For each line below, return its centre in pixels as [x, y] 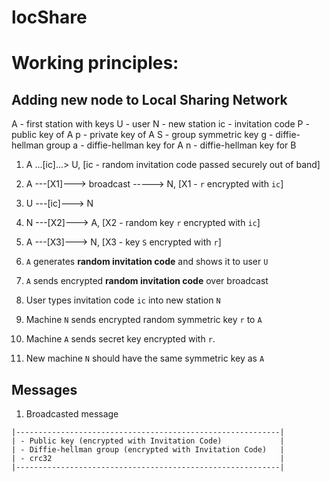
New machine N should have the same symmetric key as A [145, 358]
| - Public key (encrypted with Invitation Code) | [148, 441]
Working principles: [95, 63]
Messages [44, 389]
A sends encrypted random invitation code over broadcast [147, 281]
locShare [49, 17]
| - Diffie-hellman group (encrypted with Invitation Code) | [148, 450]
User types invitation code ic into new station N [123, 300]
